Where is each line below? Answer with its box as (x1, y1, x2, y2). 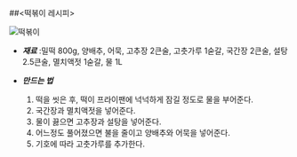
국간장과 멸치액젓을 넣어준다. (35, 106, 136, 115)
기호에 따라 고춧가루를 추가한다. (35, 138, 145, 149)
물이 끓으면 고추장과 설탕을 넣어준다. (35, 116, 162, 127)
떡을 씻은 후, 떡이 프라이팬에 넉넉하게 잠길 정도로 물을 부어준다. (35, 94, 253, 105)
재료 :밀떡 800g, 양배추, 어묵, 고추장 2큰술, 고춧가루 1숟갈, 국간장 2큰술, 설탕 (21, 45, 288, 56)
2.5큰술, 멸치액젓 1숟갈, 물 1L (21, 57, 123, 67)
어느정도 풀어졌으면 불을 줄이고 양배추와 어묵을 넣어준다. (35, 128, 231, 137)
